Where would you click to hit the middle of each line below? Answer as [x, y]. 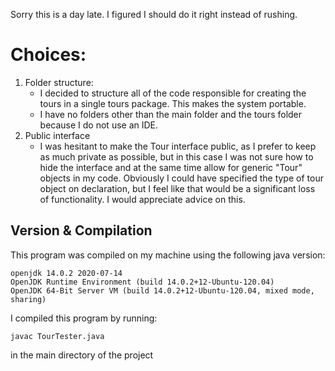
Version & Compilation [81, 230]
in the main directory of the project [82, 355]
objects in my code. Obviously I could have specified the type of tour [181, 178]
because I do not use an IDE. [99, 125]
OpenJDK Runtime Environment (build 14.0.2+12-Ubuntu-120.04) [142, 282]
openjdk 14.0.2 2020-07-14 [66, 273]
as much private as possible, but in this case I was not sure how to [176, 156]
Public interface [57, 135]
